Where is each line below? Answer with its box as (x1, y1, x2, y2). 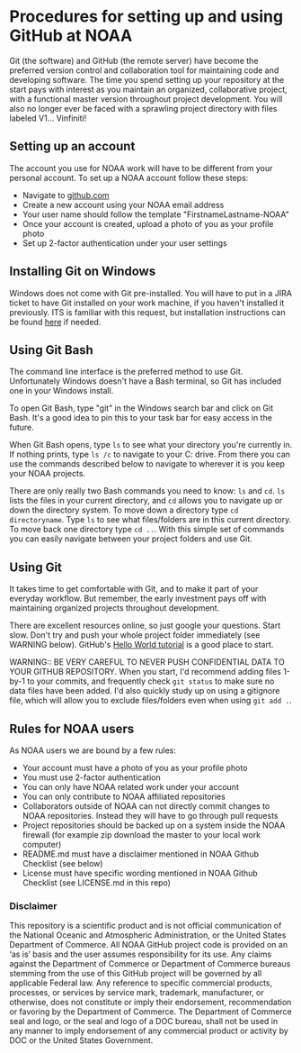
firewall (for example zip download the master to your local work (22, 830, 261, 840)
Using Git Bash (9, 342, 94, 358)
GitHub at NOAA (9, 25, 133, 46)
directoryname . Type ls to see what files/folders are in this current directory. (9, 514, 292, 525)
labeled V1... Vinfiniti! (9, 113, 87, 123)
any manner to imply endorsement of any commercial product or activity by (9, 1025, 289, 1037)
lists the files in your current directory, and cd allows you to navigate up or (9, 495, 283, 506)
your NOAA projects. (9, 468, 86, 479)
